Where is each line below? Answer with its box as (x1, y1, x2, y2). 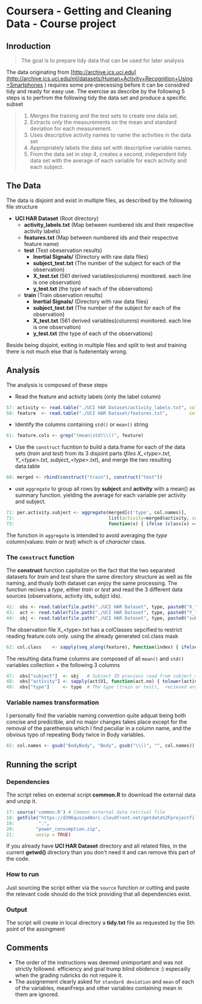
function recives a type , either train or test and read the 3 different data (6, 586, 183, 593)
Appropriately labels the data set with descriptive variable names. (29, 144, 192, 151)
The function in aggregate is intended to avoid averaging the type (6, 531, 168, 539)
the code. (6, 855, 30, 863)
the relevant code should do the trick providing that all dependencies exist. (6, 890, 192, 898)
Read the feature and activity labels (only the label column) (14, 393, 161, 400)
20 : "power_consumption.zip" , (6, 826, 101, 832)
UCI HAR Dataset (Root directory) (14, 215, 99, 222)
